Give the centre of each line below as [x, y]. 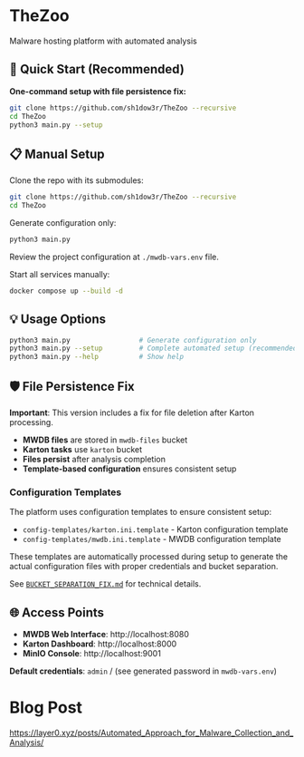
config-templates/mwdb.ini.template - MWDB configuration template [152, 539]
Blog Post [46, 708]
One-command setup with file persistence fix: [98, 91]
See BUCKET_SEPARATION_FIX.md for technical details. [105, 584]
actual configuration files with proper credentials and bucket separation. [144, 567]
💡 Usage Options [58, 320]
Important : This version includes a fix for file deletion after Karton [132, 412]
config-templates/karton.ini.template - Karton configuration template [155, 529]
